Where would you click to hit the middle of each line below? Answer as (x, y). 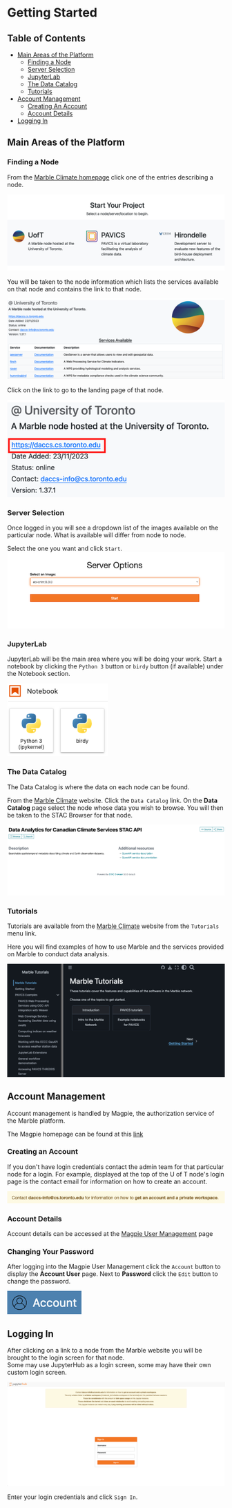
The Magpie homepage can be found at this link (75, 1134)
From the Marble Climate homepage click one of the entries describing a (110, 177)
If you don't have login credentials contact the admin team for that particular (116, 1167)
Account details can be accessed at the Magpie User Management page (110, 1234)
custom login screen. (37, 1373)
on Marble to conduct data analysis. (58, 954)
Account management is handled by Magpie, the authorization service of (111, 1113)
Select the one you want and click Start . (65, 549)
